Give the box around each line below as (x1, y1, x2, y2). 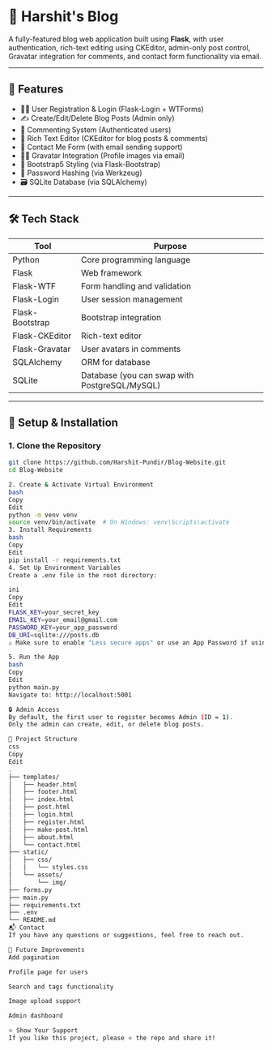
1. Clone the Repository (8, 439, 101, 451)
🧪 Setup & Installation (8, 415, 119, 429)
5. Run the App (8, 653, 60, 662)
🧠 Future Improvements (8, 945, 85, 954)
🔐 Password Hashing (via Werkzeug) (19, 168, 143, 178)
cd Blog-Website (8, 466, 63, 474)
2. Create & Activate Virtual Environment (8, 481, 154, 489)
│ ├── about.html (8, 833, 74, 842)
